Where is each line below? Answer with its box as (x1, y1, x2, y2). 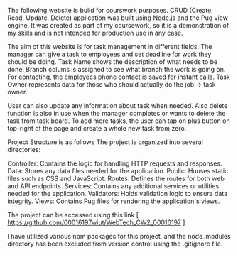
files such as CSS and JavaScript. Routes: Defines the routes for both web (7, 174, 225, 183)
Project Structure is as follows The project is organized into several (7, 138, 204, 146)
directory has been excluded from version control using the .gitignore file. (7, 239, 223, 248)
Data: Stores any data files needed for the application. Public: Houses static (7, 167, 229, 175)
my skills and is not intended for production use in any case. (7, 28, 183, 37)
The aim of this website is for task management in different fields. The (7, 43, 212, 50)
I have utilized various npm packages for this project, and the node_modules (7, 232, 231, 240)
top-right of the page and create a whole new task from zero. (7, 124, 187, 132)
